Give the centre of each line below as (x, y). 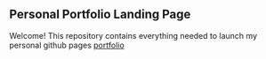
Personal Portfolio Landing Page (100, 15)
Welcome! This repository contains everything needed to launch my (133, 35)
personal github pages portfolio (67, 45)
